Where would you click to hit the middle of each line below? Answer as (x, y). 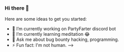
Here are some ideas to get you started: (46, 19)
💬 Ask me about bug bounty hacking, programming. (65, 39)
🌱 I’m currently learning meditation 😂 (51, 34)
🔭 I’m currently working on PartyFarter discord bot (64, 29)
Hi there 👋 (17, 8)
